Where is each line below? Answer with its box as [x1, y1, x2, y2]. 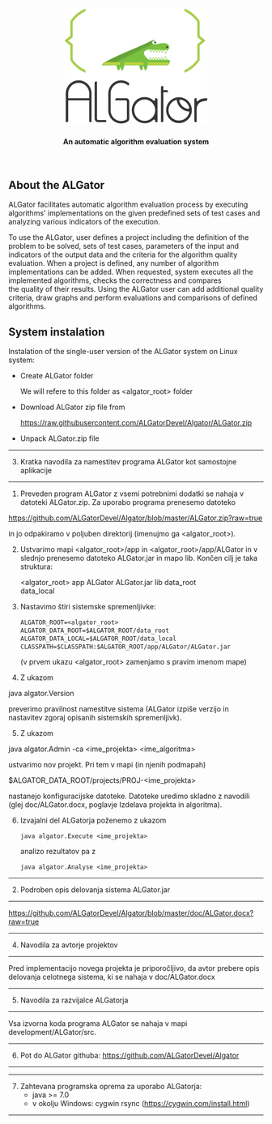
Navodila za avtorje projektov [19, 940, 118, 950]
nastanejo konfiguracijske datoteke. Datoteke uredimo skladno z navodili [8, 791, 250, 801]
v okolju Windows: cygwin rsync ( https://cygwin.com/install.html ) [32, 1099, 250, 1109]
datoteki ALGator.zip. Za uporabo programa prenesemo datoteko [19, 498, 236, 507]
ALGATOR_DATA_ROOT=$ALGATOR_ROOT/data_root [19, 626, 170, 635]
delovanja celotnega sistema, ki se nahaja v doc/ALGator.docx [8, 972, 216, 982]
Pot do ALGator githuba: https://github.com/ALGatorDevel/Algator [19, 1050, 240, 1061]
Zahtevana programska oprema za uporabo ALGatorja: [19, 1082, 202, 1092]
